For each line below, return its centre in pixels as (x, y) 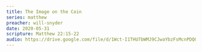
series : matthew (26, 17)
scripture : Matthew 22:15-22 (43, 34)
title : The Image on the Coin (44, 12)
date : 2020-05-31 (28, 28)
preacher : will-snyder (35, 23)
